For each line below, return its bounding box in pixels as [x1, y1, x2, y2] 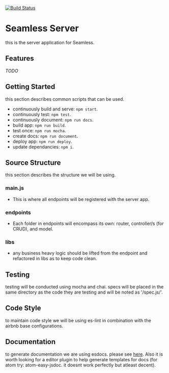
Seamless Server [5, 23, 79, 34]
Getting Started [5, 82, 55, 91]
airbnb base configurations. [5, 323, 64, 329]
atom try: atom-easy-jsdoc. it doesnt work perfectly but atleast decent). [5, 362, 156, 368]
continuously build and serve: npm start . [12, 106, 98, 112]
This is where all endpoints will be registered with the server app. [12, 196, 150, 202]
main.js [5, 185, 24, 192]
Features [5, 54, 34, 63]
